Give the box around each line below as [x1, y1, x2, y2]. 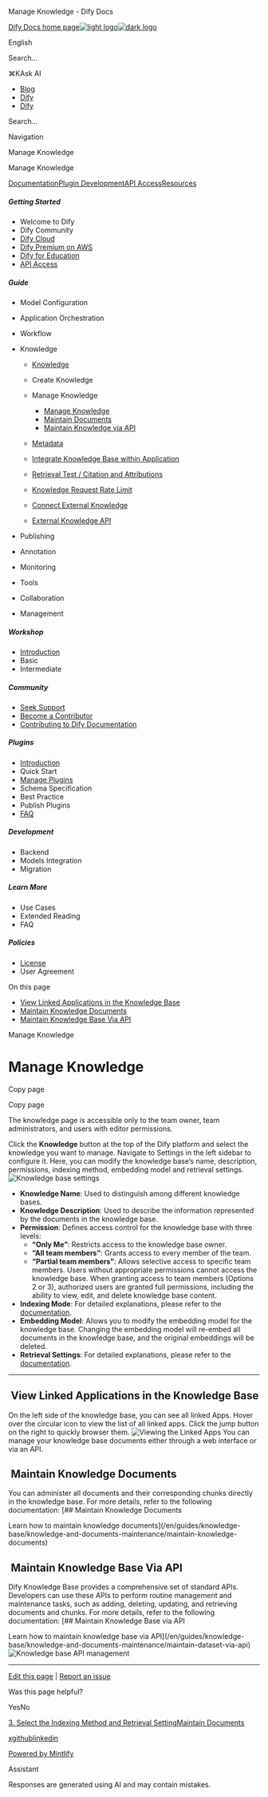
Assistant [8, 1764, 39, 1774]
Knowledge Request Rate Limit [31, 485, 133, 494]
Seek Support [19, 702, 65, 712]
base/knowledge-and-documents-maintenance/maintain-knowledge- [8, 1529, 238, 1539]
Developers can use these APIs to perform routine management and [8, 1591, 232, 1601]
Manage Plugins [19, 775, 73, 784]
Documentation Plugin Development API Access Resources [8, 179, 197, 188]
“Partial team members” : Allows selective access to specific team [31, 1256, 251, 1266]
